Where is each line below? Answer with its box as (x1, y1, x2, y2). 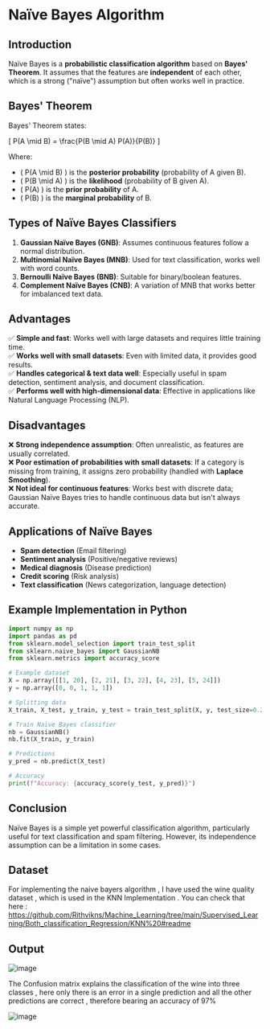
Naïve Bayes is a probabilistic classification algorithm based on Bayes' (8, 59, 248, 68)
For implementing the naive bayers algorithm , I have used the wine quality (8, 884, 255, 894)
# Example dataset (8, 669, 70, 677)
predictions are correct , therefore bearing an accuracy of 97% (8, 996, 217, 1006)
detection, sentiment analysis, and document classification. (8, 378, 205, 387)
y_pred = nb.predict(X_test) (8, 757, 106, 765)
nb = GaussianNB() (8, 728, 70, 736)
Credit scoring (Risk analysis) (19, 572, 119, 581)
